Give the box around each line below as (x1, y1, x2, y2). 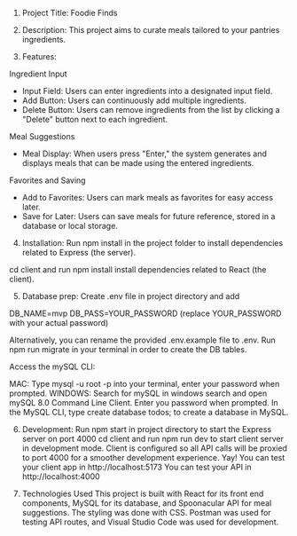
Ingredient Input (9, 68, 68, 79)
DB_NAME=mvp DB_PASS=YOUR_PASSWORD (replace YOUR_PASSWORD (9, 308, 282, 319)
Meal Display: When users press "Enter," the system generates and (21, 148, 268, 159)
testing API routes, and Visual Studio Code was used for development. (21, 516, 279, 527)
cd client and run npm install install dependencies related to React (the (9, 264, 267, 274)
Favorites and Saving (9, 175, 86, 185)
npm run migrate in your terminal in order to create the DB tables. (9, 344, 247, 354)
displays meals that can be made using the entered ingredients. (21, 158, 254, 168)
